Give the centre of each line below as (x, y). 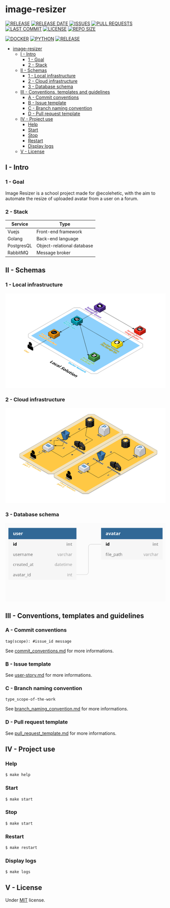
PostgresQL (20, 246)
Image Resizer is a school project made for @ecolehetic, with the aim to (80, 193)
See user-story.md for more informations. (49, 675)
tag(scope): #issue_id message (38, 641)
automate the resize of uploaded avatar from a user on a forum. (72, 198)
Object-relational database (65, 246)
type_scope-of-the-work (31, 699)
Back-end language (58, 238)
